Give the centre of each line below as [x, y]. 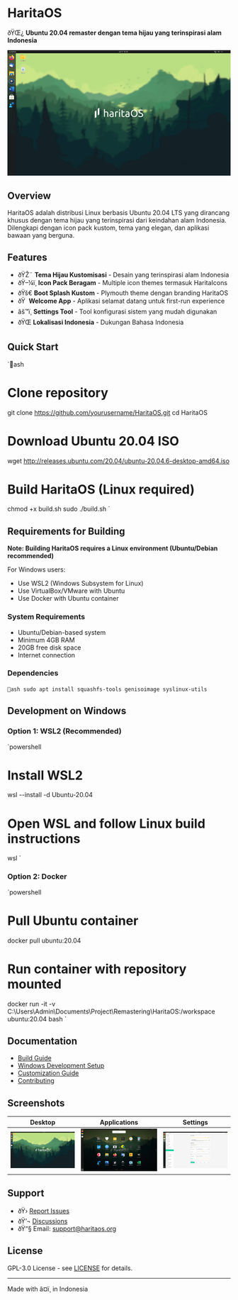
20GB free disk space [49, 648]
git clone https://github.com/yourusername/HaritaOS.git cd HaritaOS [107, 412]
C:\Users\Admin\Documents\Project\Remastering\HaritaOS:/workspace [111, 1011]
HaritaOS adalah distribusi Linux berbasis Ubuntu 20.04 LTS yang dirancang [119, 213]
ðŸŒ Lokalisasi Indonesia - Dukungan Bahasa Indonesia [101, 322]
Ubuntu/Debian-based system [62, 632]
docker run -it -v [32, 1004]
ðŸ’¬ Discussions [42, 1221]
